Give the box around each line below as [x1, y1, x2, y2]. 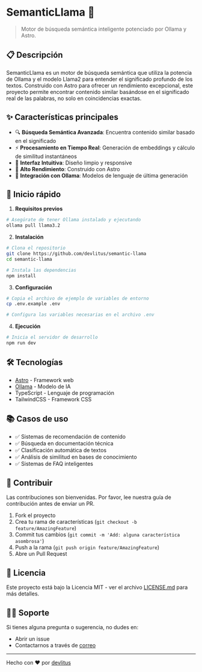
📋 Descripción [6, 50, 63, 60]
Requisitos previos [14, 205, 63, 213]
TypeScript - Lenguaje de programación [14, 389, 114, 397]
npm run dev [6, 340, 36, 346]
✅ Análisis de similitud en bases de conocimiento [14, 453, 137, 460]
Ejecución [14, 322, 41, 330]
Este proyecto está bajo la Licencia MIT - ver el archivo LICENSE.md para [6, 584, 188, 591]
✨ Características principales [6, 112, 119, 122]
